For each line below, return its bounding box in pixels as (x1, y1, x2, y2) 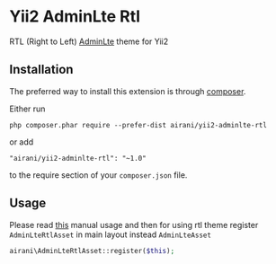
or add (9, 136, 34, 147)
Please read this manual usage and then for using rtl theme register (9, 219, 259, 230)
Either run (9, 103, 46, 114)
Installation (9, 62, 74, 77)
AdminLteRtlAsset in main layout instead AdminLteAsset (9, 229, 211, 240)
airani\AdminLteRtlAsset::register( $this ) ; (9, 246, 175, 255)
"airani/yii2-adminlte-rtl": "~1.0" (9, 154, 147, 163)
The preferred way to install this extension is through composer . (9, 85, 246, 96)
